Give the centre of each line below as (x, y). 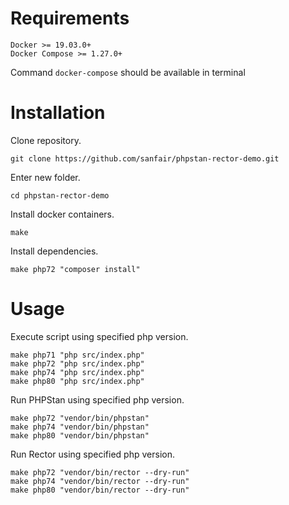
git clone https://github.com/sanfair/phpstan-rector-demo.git (145, 158)
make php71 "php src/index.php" (77, 355)
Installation (58, 113)
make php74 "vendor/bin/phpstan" (80, 427)
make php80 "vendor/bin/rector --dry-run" (100, 490)
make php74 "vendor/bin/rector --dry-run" (100, 481)
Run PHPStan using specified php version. (97, 399)
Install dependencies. (54, 251)
